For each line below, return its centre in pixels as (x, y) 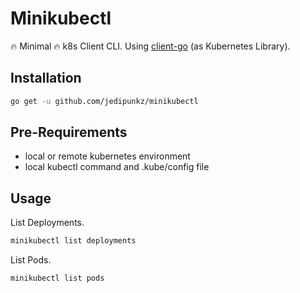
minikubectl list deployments (73, 241)
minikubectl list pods (57, 278)
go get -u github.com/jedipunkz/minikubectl (104, 101)
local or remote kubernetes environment (107, 156)
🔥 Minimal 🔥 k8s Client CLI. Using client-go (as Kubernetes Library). (150, 46)
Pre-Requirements (69, 132)
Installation (46, 78)
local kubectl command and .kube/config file (117, 167)
